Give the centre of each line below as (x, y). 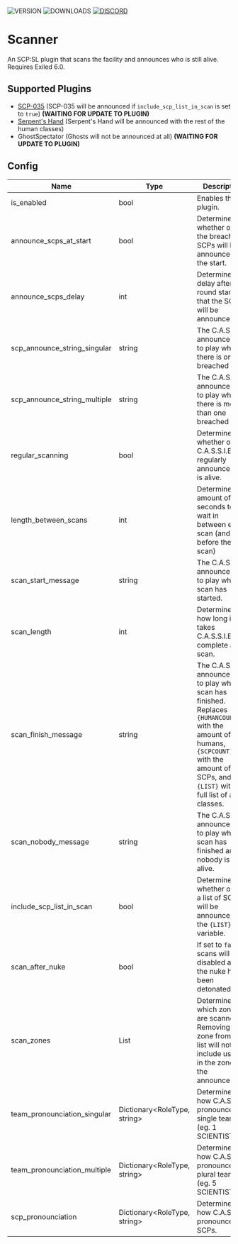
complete (213, 645)
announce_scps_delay (48, 296)
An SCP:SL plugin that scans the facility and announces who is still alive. (113, 59)
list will (208, 1045)
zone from (214, 1035)
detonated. (215, 989)
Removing (214, 1027)
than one (212, 413)
